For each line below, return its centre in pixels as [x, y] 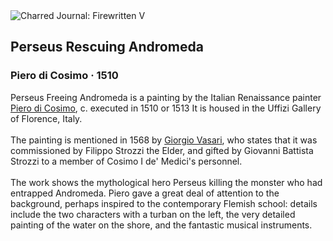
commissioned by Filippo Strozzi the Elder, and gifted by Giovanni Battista [162, 150]
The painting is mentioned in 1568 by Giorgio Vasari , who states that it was [164, 140]
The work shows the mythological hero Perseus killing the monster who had [166, 182]
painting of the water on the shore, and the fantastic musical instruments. [161, 225]
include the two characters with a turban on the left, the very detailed [153, 214]
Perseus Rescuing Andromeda [107, 47]
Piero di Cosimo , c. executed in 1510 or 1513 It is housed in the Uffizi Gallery [166, 108]
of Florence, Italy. [46, 118]
